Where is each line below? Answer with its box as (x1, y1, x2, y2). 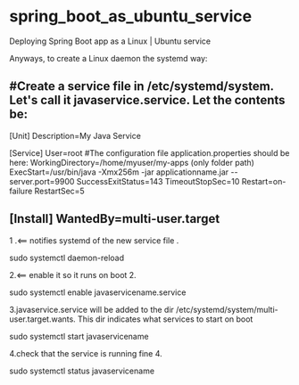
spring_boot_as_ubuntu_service (9, 6, 253, 27)
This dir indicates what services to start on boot (77, 314, 253, 324)
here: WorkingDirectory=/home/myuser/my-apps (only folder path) (9, 157, 254, 168)
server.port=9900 (9, 176, 75, 186)
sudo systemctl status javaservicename (9, 365, 154, 376)
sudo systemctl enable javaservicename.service (9, 287, 187, 298)
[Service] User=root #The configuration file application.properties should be (9, 147, 290, 158)
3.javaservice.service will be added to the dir (9, 304, 174, 315)
